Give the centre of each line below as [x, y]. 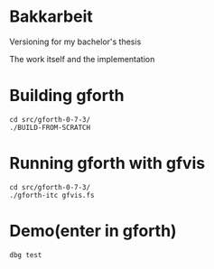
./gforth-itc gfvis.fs [52, 195]
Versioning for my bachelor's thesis [75, 42]
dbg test [26, 255]
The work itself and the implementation [82, 59]
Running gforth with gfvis [107, 163]
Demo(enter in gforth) [93, 231]
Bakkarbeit [51, 17]
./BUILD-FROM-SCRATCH [50, 127]
